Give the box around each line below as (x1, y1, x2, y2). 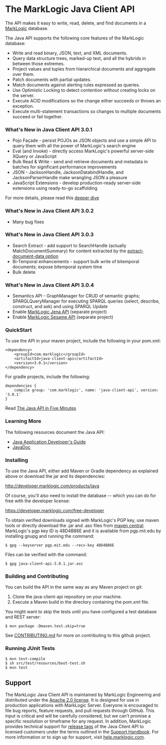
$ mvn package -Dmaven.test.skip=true (5, 624, 85, 629)
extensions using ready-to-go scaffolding (12, 185, 98, 191)
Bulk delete (12, 269, 36, 275)
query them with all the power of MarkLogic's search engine (12, 143, 136, 149)
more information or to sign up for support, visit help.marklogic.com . (5, 734, 145, 740)
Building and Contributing (5, 573, 69, 580)
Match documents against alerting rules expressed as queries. (12, 81, 140, 88)
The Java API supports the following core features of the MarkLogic (5, 35, 144, 41)
